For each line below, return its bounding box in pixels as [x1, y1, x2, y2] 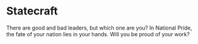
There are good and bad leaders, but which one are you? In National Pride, [6, 24, 193, 31]
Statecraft [6, 4, 58, 18]
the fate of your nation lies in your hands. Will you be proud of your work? [6, 30, 190, 37]
